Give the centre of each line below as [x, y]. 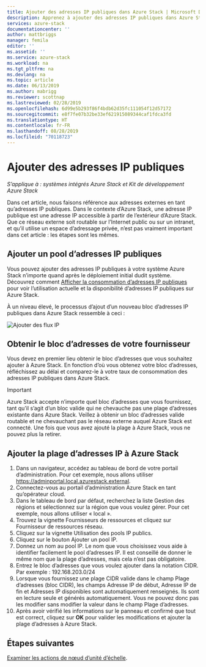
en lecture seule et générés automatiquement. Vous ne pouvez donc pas [107, 598]
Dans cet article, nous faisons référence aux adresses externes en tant [96, 202]
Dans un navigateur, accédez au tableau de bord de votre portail [97, 468]
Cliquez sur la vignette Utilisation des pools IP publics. [84, 533]
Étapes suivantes [41, 643]
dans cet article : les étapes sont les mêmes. [63, 235]
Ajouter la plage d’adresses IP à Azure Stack [93, 454]
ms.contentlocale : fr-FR [39, 126]
